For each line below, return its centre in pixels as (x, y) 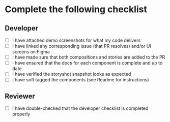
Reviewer (20, 96)
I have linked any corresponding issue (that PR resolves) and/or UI (81, 46)
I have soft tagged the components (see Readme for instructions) (80, 80)
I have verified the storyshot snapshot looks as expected (72, 74)
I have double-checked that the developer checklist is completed (80, 108)
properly (21, 114)
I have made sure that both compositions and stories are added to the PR (89, 57)
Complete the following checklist (76, 9)
